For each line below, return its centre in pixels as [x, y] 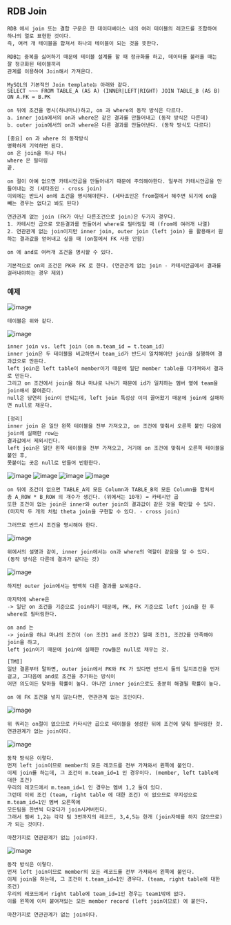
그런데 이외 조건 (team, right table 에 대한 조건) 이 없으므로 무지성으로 [102, 795]
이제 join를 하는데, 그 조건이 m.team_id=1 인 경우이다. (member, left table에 [113, 773]
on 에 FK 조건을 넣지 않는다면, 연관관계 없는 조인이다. [76, 697]
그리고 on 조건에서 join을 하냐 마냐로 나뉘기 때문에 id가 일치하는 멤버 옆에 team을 [113, 383]
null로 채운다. [34, 405]
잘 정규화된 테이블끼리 [34, 64]
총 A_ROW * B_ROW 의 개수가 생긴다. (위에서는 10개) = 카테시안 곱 [93, 497]
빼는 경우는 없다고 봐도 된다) [43, 203]
